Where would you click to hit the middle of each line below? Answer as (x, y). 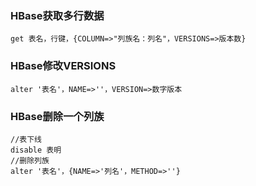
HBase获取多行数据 (57, 15)
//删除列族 (30, 160)
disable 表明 (36, 150)
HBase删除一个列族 (57, 116)
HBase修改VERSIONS (63, 66)
